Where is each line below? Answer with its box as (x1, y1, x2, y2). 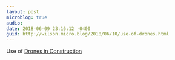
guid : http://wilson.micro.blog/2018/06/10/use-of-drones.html (6, 31, 170, 37)
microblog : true (6, 14, 47, 20)
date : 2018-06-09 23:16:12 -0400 (6, 25, 91, 32)
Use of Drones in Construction (6, 47, 82, 55)
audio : (6, 20, 23, 26)
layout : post (6, 8, 39, 15)
